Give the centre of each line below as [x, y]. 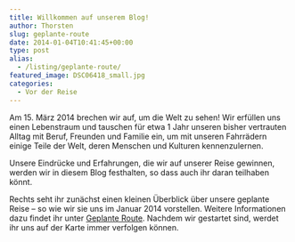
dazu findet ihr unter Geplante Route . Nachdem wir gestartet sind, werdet [144, 218]
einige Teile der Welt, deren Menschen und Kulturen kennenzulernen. [136, 145]
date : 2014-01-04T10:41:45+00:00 [71, 42]
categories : [31, 84]
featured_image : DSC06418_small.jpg [77, 76]
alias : [21, 59]
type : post [29, 51]
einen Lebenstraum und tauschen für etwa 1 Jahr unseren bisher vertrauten [148, 126]
